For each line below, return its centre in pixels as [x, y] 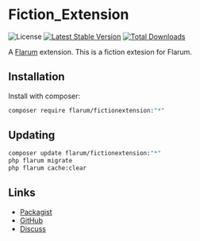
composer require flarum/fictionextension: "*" [87, 110]
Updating [32, 135]
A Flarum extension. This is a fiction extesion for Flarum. [100, 52]
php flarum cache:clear [48, 168]
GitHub [31, 220]
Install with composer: [44, 96]
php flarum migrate [40, 161]
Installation [37, 77]
